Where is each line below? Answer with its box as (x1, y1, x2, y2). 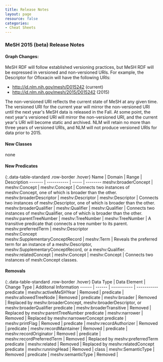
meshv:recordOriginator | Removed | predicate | (5, 330, 101, 337)
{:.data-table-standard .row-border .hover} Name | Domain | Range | (5, 174, 142, 180)
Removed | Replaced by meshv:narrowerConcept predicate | (5, 315, 127, 321)
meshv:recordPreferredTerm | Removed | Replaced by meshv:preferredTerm (5, 336, 159, 342)
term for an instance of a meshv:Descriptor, (5, 241, 92, 247)
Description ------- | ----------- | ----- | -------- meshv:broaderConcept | (5, 179, 153, 185)
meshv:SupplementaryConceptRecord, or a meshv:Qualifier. (5, 246, 126, 252)
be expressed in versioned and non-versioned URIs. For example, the (5, 69, 144, 76)
